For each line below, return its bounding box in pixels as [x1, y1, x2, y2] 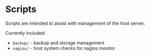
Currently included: [5, 30, 46, 36]
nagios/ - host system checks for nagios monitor [12, 45, 116, 51]
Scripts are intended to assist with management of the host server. [5, 20, 145, 26]
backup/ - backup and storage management [12, 39, 105, 46]
